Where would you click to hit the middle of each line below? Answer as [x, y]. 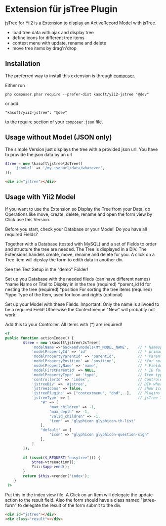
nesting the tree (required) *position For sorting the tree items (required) [79, 289]
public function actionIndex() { [40, 338]
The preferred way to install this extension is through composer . [70, 76]
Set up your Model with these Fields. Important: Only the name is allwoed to [82, 304]
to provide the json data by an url [39, 154]
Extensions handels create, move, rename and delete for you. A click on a [80, 254]
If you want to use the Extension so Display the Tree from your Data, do [78, 209]
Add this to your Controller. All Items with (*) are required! [64, 324]
